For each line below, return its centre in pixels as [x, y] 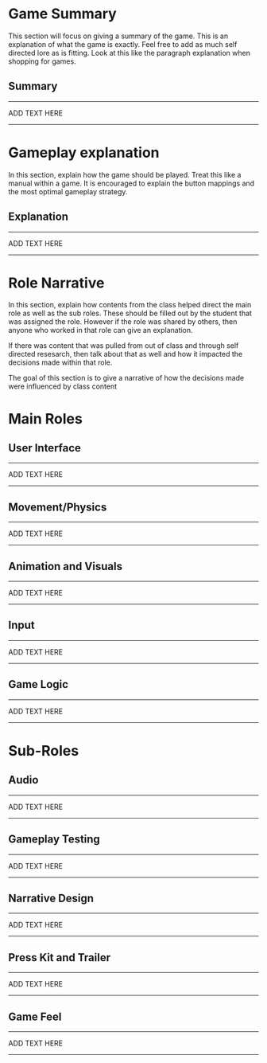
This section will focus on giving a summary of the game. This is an [118, 36]
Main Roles [46, 418]
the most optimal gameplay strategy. [68, 191]
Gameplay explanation [84, 152]
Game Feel [35, 1016]
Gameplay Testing [54, 840]
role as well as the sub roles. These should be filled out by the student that [130, 313]
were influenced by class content [63, 386]
